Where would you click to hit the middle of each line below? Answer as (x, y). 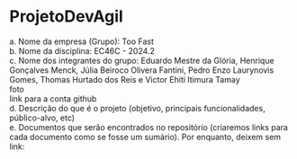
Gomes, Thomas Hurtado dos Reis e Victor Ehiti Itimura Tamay (125, 79)
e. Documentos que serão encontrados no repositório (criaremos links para (148, 127)
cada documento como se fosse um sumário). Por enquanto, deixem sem (145, 137)
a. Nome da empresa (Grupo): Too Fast (82, 41)
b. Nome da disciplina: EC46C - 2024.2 (82, 50)
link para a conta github (53, 98)
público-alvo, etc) (42, 118)
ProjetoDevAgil (66, 17)
